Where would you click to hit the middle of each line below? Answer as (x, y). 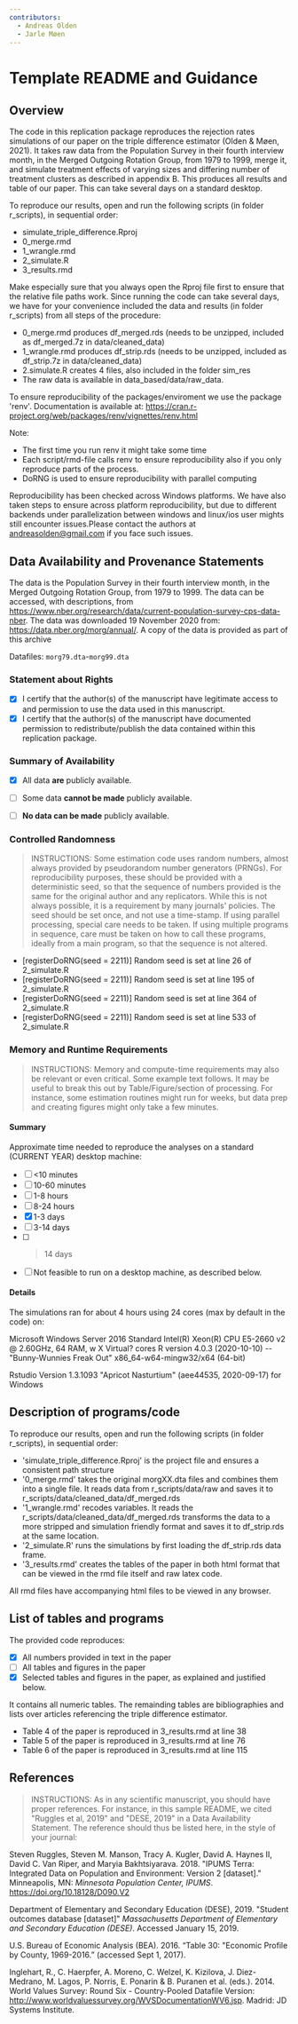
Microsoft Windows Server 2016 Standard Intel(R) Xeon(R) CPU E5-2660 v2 (148, 1339)
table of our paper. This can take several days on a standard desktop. (136, 188)
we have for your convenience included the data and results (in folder (136, 306)
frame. (34, 1554)
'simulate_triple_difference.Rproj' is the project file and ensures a (141, 1460)
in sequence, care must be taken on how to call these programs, (148, 934)
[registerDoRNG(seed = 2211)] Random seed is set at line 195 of (138, 980)
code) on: (27, 1322)
